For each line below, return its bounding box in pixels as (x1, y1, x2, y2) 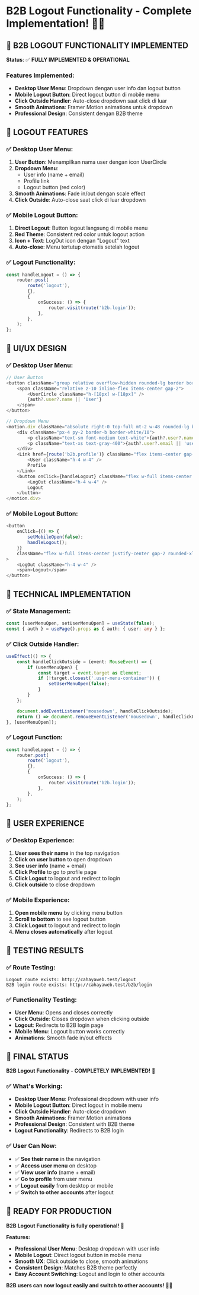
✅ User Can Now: (6, 1142, 57, 1150)
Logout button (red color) (23, 183, 86, 190)
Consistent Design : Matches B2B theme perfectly (14, 1264, 137, 1271)
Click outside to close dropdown (14, 881, 95, 888)
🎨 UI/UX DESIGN (6, 343, 67, 354)
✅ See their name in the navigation (14, 1155, 101, 1162)
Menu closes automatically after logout (14, 928, 113, 936)
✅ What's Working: (6, 1082, 63, 1090)
